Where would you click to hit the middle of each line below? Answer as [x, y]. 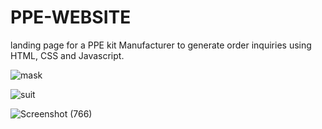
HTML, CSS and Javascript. [67, 55]
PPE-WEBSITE [71, 17]
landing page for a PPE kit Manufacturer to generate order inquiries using [161, 45]
